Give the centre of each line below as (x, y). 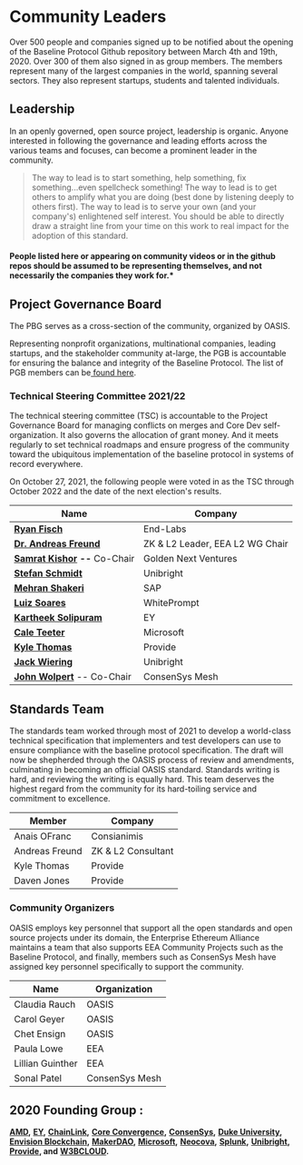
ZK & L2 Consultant (132, 851)
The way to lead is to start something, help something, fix (139, 177)
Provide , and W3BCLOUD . (59, 1151)
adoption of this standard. (80, 235)
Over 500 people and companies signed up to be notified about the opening (151, 42)
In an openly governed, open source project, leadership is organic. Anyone (149, 131)
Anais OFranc (43, 836)
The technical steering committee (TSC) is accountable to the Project (139, 416)
